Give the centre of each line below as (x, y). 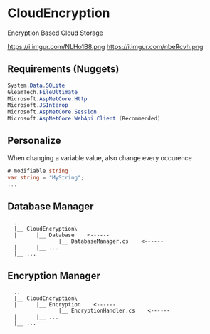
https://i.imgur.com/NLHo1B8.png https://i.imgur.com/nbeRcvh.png (105, 46)
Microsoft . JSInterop (38, 105)
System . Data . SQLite (36, 85)
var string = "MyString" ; (46, 177)
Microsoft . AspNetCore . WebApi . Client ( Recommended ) (84, 119)
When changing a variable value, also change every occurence (100, 157)
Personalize (34, 141)
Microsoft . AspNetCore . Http (47, 99)
